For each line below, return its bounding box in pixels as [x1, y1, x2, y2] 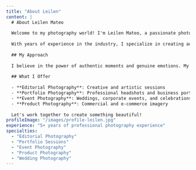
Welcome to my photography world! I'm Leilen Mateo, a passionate [11, 30, 176, 36]
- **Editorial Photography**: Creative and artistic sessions [11, 85, 166, 91]
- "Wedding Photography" [11, 155, 72, 161]
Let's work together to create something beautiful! [11, 112, 142, 117]
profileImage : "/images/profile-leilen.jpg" [6, 117, 116, 123]
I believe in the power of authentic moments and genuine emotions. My [11, 63, 190, 69]
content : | [6, 14, 33, 20]
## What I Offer [11, 74, 51, 79]
